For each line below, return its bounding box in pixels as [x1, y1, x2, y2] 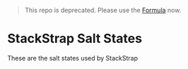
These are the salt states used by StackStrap [7, 54, 139, 62]
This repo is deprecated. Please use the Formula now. [24, 6, 182, 14]
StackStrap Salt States [7, 31, 143, 46]
